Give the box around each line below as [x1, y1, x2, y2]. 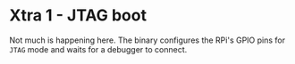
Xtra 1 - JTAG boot [9, 5, 147, 26]
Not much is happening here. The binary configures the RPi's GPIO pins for [9, 35, 286, 45]
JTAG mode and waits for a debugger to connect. [9, 44, 188, 54]
